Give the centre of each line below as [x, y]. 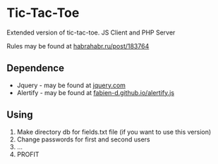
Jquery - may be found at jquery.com [71, 85]
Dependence [36, 68]
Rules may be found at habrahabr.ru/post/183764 [78, 46]
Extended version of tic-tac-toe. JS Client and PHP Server [91, 32]
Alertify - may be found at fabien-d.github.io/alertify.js [95, 92]
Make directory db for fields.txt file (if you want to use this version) [114, 132]
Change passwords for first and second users [83, 139]
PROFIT [28, 154]
